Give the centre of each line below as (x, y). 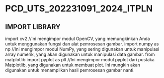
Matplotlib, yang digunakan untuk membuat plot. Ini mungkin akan (73, 65)
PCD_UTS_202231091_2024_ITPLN (79, 9)
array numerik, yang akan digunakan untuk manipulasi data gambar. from (80, 54)
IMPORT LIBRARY (33, 27)
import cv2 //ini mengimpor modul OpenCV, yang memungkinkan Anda (78, 39)
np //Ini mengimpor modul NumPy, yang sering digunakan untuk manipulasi (82, 49)
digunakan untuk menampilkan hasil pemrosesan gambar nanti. (70, 70)
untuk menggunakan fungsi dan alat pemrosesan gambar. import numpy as (82, 44)
